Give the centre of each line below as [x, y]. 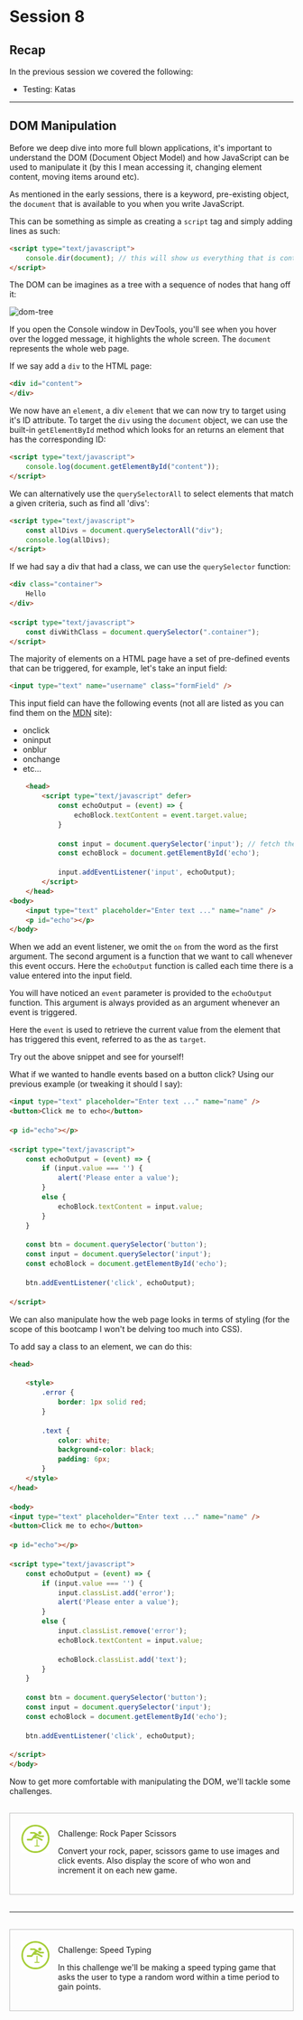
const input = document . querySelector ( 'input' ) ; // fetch [169, 844]
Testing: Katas [49, 89]
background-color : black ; [106, 1450]
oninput [37, 740]
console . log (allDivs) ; [68, 540]
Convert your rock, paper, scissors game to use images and [169, 1851]
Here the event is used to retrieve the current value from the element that [145, 1030]
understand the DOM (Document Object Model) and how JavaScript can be [149, 157]
